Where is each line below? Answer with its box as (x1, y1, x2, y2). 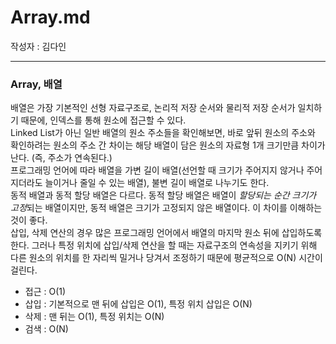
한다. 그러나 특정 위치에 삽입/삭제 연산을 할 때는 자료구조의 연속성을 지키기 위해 (10, 239, 318, 251)
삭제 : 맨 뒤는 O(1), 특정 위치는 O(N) (24, 311, 165, 323)
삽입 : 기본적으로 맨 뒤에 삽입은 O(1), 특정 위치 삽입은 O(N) (24, 298, 253, 310)
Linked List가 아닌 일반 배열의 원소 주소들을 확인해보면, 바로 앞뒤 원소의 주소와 (10, 127, 316, 139)
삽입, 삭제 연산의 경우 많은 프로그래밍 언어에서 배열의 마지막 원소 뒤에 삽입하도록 (10, 227, 323, 239)
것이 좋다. (10, 214, 48, 226)
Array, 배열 (10, 77, 63, 91)
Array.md (10, 6, 91, 29)
